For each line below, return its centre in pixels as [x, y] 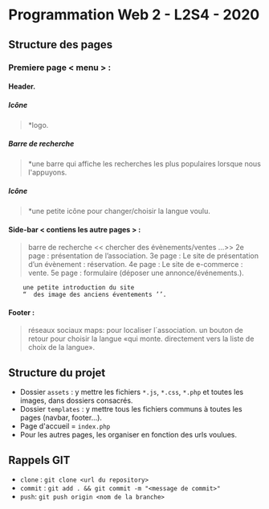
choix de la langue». [61, 347]
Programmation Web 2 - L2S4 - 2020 [134, 15]
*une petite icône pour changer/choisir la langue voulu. [119, 211]
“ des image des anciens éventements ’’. [95, 295]
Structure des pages [61, 45]
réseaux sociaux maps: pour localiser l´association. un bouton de [135, 330]
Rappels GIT [39, 460]
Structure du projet [57, 373]
